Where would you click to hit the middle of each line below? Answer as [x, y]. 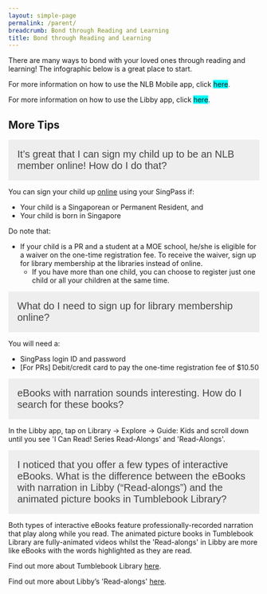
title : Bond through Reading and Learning [80, 38]
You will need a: [34, 344]
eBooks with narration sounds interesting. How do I [130, 393]
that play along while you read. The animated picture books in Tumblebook [131, 533]
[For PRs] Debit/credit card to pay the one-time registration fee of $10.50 [139, 368]
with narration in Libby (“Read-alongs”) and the [120, 488]
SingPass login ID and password [73, 359]
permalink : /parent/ [43, 23]
